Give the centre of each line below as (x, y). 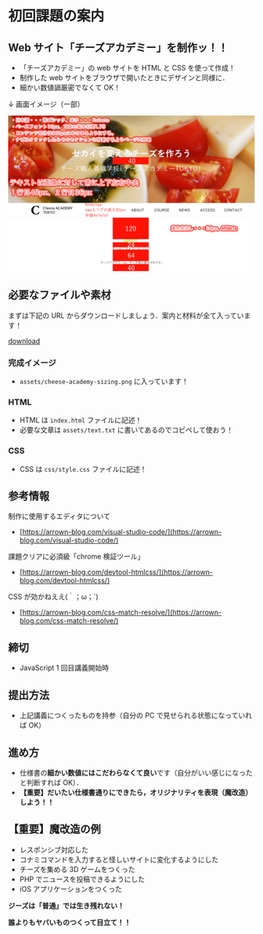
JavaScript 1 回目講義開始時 (64, 668)
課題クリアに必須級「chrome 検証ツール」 (76, 556)
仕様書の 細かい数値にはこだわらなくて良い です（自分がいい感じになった (136, 772)
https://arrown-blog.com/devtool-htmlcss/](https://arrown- (118, 572)
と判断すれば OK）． (51, 783)
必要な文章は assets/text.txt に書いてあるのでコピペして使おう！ (126, 430)
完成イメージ (32, 363)
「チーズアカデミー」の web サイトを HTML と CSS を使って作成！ (128, 68)
